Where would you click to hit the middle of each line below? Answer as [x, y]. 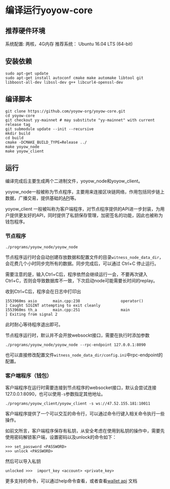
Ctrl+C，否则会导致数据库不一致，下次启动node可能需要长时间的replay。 [81, 280]
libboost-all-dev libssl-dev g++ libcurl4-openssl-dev [64, 82]
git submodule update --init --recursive [50, 129]
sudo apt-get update [27, 73]
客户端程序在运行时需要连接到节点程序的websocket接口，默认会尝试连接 [81, 388]
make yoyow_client [25, 151]
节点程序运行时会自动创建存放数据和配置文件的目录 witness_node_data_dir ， [84, 257]
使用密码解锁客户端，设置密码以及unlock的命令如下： [61, 437]
